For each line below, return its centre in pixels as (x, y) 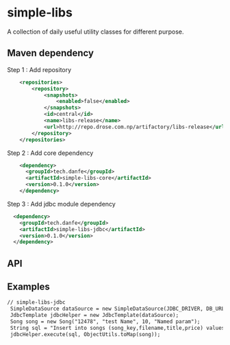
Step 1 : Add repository (39, 69)
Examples (28, 287)
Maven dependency (51, 53)
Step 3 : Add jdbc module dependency (62, 204)
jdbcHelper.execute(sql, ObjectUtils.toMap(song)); (85, 334)
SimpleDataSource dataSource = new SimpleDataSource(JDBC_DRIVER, (107, 309)
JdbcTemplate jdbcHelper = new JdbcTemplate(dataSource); (94, 316)
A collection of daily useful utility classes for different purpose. (95, 32)
